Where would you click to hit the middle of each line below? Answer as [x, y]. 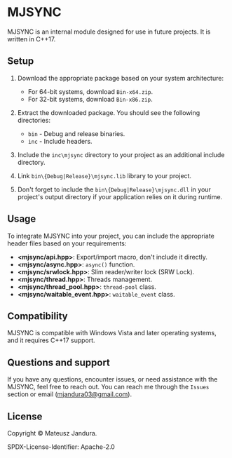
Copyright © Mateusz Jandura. [52, 433]
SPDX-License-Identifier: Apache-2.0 [61, 447]
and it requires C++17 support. [52, 340]
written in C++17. [32, 39]
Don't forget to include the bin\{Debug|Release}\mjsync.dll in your [114, 189]
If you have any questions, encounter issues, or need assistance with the [112, 379]
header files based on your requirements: [67, 243]
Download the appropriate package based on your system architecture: [121, 78]
